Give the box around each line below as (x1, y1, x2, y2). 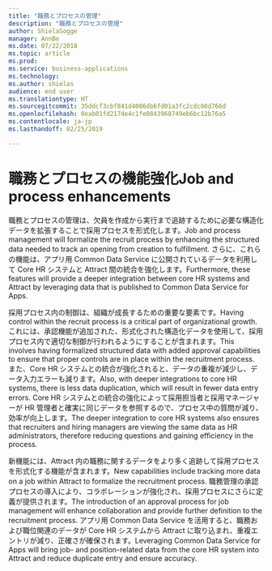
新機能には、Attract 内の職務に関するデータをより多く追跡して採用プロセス (8, 456, 260, 466)
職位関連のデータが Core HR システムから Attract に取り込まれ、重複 (22, 525, 251, 535)
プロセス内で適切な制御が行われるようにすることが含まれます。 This (8, 336, 235, 346)
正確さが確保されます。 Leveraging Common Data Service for (57, 535, 261, 545)
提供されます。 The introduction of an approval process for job (22, 496, 229, 506)
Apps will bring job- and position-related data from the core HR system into (8, 544, 260, 554)
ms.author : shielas (8, 79, 74, 88)
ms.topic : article (8, 49, 70, 58)
